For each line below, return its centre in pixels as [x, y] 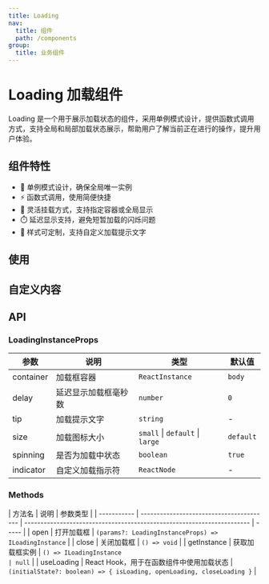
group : [19, 46]
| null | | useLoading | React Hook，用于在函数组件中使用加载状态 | [121, 562]
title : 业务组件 [40, 53]
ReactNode [157, 470]
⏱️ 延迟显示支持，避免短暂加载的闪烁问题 [88, 219]
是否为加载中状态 [88, 455]
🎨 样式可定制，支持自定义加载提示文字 [83, 232]
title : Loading [34, 16]
